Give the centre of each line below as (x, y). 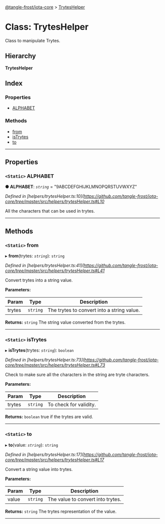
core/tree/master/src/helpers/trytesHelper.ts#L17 (55, 460)
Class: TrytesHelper (47, 27)
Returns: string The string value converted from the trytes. (66, 322)
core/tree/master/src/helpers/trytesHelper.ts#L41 (55, 271)
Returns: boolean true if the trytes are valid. (49, 417)
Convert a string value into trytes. (39, 469)
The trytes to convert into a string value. (94, 310)
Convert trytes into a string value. (39, 280)
